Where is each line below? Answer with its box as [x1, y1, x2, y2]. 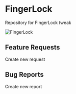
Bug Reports [5, 70, 44, 79]
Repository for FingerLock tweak [5, 20, 72, 25]
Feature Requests [5, 43, 60, 52]
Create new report [5, 83, 42, 89]
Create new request [5, 56, 45, 62]
